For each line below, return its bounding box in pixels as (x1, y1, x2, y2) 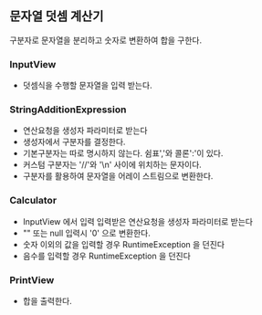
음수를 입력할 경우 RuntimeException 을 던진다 (22, 250, 192, 261)
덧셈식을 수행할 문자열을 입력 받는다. (22, 80, 152, 91)
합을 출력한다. (22, 296, 73, 306)
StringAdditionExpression (9, 103, 127, 116)
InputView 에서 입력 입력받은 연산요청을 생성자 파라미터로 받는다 (22, 215, 254, 226)
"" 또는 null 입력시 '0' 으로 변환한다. (22, 227, 151, 238)
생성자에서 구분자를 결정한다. (22, 136, 126, 148)
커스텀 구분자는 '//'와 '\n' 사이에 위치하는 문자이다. (22, 159, 203, 171)
